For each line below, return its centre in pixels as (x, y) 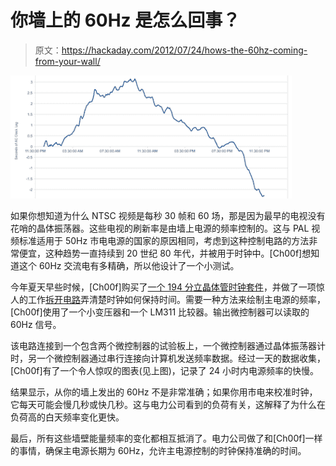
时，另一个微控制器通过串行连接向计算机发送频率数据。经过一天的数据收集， (168, 358)
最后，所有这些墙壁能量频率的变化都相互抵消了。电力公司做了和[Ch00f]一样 (166, 438)
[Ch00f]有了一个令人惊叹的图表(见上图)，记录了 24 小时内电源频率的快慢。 (165, 370)
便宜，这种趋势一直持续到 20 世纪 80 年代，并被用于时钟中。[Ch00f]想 (165, 253)
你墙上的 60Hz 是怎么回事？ (125, 20)
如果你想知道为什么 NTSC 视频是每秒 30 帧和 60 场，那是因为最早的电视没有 (168, 215)
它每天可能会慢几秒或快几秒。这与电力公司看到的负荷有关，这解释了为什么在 (168, 404)
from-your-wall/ (67, 61)
